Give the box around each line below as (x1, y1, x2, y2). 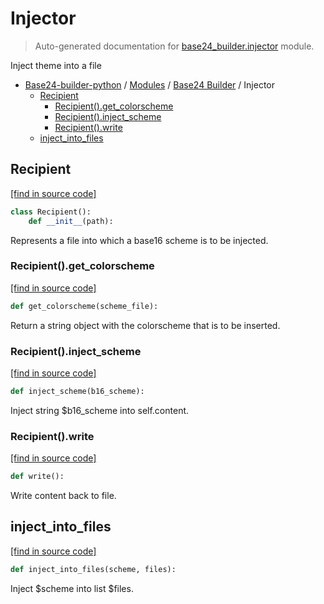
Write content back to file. (10, 490, 117, 502)
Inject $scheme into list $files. (10, 582, 134, 594)
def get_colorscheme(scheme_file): (10, 301, 159, 311)
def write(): (10, 472, 65, 482)
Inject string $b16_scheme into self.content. (10, 404, 190, 416)
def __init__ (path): (28, 216, 114, 226)
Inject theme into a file (10, 59, 102, 71)
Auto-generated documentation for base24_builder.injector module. (34, 40, 315, 52)
